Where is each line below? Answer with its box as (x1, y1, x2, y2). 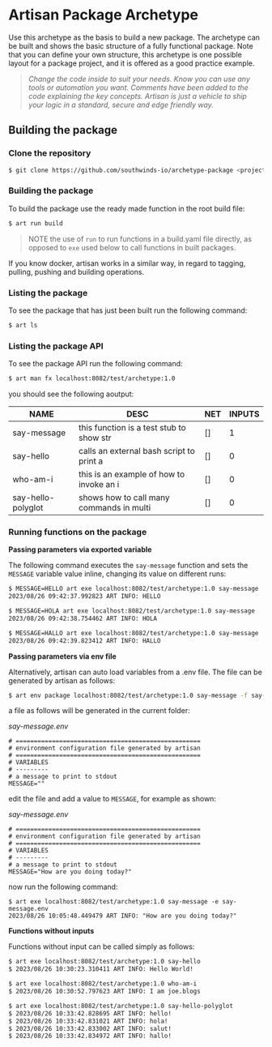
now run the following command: (8, 882, 118, 892)
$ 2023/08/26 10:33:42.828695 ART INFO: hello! (8, 1009, 172, 1018)
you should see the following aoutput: (8, 389, 134, 399)
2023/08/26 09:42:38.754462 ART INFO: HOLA (8, 614, 158, 622)
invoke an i (78, 479, 120, 490)
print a (78, 455, 104, 467)
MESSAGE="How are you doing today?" (8, 868, 132, 876)
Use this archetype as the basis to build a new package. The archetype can (8, 32, 261, 42)
